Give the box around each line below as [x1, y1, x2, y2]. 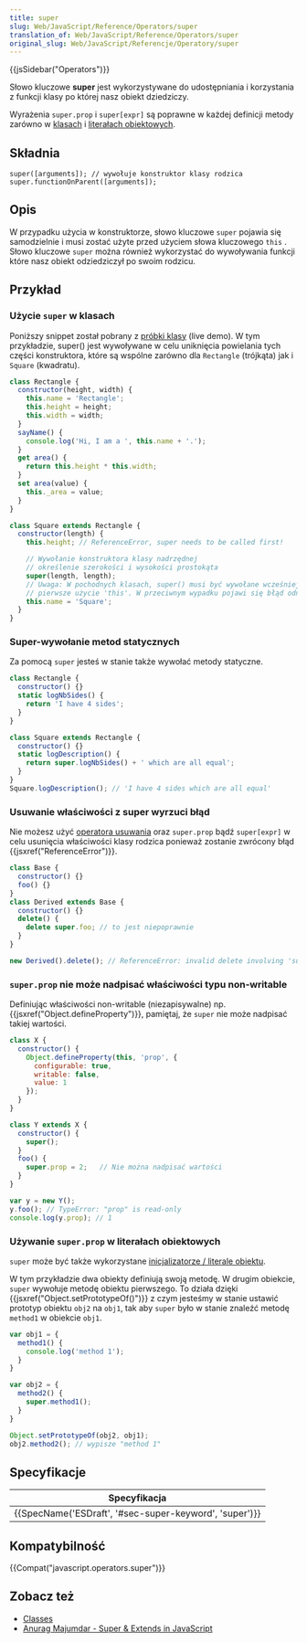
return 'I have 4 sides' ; [26, 700, 125, 709]
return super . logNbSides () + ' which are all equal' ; [26, 758, 235, 768]
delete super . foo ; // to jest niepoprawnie [26, 923, 195, 932]
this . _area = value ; [26, 487, 104, 496]
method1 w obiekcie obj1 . [9, 1312, 102, 1323]
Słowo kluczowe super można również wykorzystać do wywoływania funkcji [9, 246, 295, 257]
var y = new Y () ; [9, 1196, 76, 1205]
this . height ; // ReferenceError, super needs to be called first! [26, 538, 284, 547]
